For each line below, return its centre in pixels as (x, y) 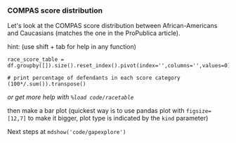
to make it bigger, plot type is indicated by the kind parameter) (118, 118)
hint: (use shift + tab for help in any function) (72, 47)
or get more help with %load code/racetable (71, 97)
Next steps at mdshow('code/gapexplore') (67, 132)
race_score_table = (36, 60)
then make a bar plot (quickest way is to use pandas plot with (96, 111)
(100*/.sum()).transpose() (47, 84)
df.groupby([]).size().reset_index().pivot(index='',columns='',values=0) (119, 66)
